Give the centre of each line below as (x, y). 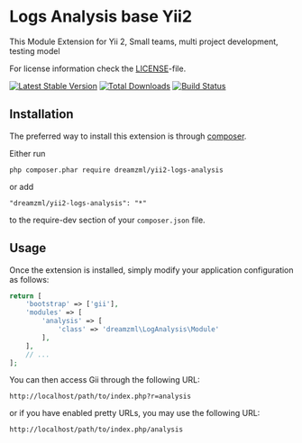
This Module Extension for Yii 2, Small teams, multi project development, (144, 41)
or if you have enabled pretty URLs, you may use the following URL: (135, 413)
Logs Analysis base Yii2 (101, 17)
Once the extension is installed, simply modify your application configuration (152, 270)
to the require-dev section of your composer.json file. (107, 220)
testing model (35, 50)
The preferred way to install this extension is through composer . (128, 136)
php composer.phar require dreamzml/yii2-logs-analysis (116, 170)
